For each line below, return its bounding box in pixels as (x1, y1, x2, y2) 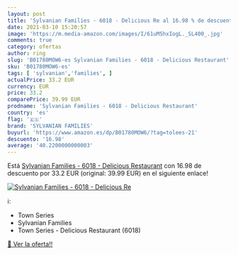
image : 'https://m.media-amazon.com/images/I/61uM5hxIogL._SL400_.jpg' (7, 30, 223, 38)
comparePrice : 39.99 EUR (7, 96, 81, 103)
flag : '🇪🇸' (7, 115, 42, 123)
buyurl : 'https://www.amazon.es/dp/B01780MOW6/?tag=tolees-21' (7, 129, 198, 136)
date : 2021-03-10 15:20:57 (7, 23, 87, 30)
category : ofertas (7, 43, 62, 50)
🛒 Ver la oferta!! (7, 240, 53, 249)
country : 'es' (7, 109, 50, 116)
